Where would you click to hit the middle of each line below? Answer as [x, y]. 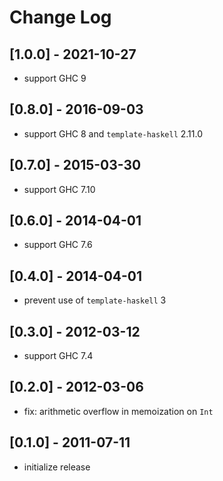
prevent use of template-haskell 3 [95, 300]
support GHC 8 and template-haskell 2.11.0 [113, 133]
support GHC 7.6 [58, 245]
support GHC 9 [55, 78]
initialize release [57, 467]
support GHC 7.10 [59, 189]
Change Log [60, 17]
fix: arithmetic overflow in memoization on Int [118, 411]
